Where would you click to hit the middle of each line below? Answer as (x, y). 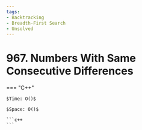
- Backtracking (25, 17)
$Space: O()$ (23, 110)
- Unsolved (20, 29)
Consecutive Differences (70, 71)
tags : (13, 12)
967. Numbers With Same (71, 58)
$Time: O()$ (21, 99)
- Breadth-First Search (36, 23)
